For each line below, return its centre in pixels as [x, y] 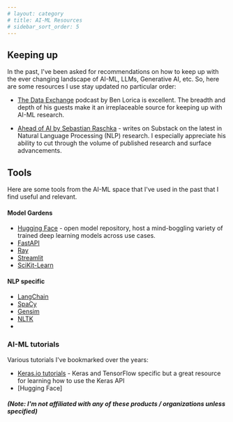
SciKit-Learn [35, 265]
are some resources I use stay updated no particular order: [92, 86]
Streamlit [30, 258]
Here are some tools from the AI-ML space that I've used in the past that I [113, 189]
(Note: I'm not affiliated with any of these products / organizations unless [116, 404]
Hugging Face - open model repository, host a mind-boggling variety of [120, 228]
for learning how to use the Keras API [71, 380]
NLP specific [26, 281]
